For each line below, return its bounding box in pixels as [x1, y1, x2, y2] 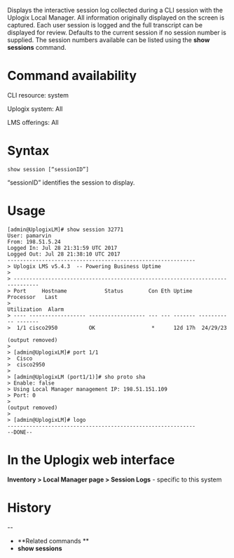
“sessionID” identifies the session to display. [7, 178, 135, 187]
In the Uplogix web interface [7, 452, 175, 467]
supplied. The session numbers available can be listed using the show [7, 36, 210, 44]
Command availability [7, 68, 137, 84]
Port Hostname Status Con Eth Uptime [13, 287, 193, 294]
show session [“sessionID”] [7, 166, 90, 173]
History [7, 500, 52, 515]
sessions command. [7, 44, 67, 51]
